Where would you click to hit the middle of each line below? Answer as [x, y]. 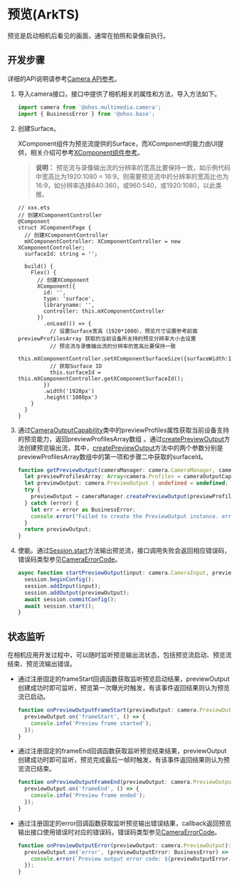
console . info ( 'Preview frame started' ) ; [91, 723]
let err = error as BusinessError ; [84, 510]
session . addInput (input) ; [63, 586]
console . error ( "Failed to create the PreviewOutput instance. [125, 516]
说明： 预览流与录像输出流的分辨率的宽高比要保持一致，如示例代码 [133, 167]
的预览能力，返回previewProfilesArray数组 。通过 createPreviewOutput [121, 439]
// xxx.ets [34, 208]
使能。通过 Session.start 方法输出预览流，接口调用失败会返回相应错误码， [124, 551]
